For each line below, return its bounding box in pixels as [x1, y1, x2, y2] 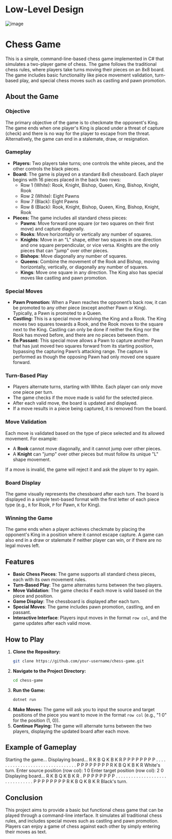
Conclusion [5, 793, 43, 802]
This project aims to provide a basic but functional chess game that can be [5, 807, 163, 813]
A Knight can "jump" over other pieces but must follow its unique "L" [12, 451, 159, 457]
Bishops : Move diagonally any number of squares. [20, 253, 127, 259]
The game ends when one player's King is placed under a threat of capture [5, 125, 164, 131]
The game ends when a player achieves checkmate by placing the [5, 526, 145, 532]
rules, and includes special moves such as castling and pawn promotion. [5, 818, 159, 824]
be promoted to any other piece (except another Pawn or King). [12, 304, 147, 311]
